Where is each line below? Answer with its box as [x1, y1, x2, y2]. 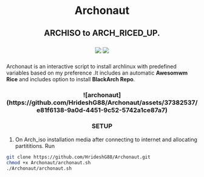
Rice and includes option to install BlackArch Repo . [6, 75, 135, 82]
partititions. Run [15, 142, 55, 149]
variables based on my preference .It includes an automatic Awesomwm [6, 69, 188, 76]
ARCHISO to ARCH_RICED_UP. [44, 28, 160, 38]
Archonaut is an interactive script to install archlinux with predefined [6, 62, 177, 70]
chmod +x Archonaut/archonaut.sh [6, 159, 91, 165]
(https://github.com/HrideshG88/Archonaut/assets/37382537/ [6, 98, 198, 107]
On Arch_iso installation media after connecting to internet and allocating [15, 136, 197, 143]
